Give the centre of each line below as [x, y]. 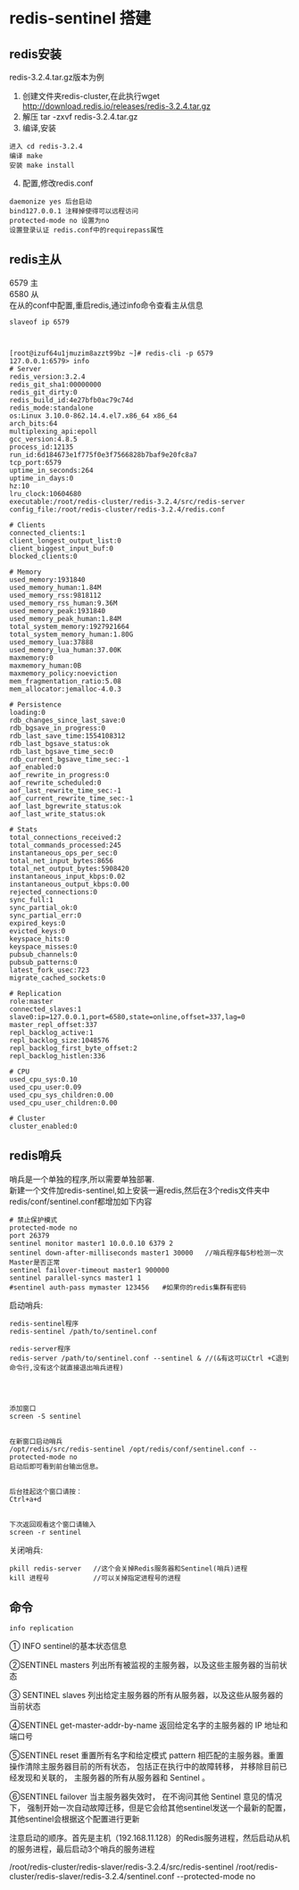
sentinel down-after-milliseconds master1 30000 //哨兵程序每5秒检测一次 [146, 1253]
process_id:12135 [42, 447]
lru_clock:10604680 [46, 493]
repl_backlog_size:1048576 [59, 1040]
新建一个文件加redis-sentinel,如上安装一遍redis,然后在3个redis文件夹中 [140, 1190]
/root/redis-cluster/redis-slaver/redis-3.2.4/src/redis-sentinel [121, 1867]
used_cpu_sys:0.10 [43, 1079]
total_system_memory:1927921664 [69, 626]
